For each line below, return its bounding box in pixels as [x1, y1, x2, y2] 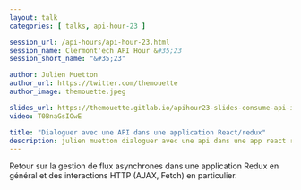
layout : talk [9, 13, 58, 22]
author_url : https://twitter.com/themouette [9, 79, 178, 88]
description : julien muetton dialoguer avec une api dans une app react [9, 136, 287, 145]
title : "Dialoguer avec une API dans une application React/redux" [9, 127, 267, 137]
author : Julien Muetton [9, 71, 99, 80]
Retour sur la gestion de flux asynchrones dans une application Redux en [9, 160, 279, 171]
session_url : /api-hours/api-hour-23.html [9, 38, 170, 47]
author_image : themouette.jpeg [9, 87, 126, 96]
